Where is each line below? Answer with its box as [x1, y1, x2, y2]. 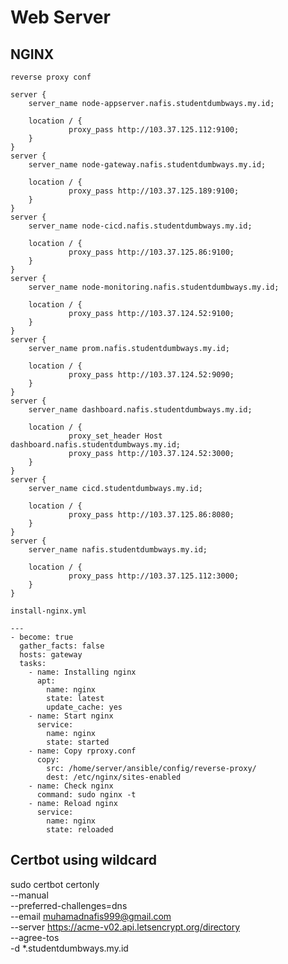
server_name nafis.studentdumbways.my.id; [28, 545, 208, 555]
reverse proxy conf [10, 72, 92, 82]
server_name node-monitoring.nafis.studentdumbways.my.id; [28, 282, 280, 292]
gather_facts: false [19, 641, 105, 651]
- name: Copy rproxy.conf [28, 746, 137, 756]
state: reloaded [46, 825, 114, 835]
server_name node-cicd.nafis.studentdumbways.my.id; [28, 221, 253, 231]
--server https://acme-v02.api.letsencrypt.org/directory [10, 921, 241, 933]
